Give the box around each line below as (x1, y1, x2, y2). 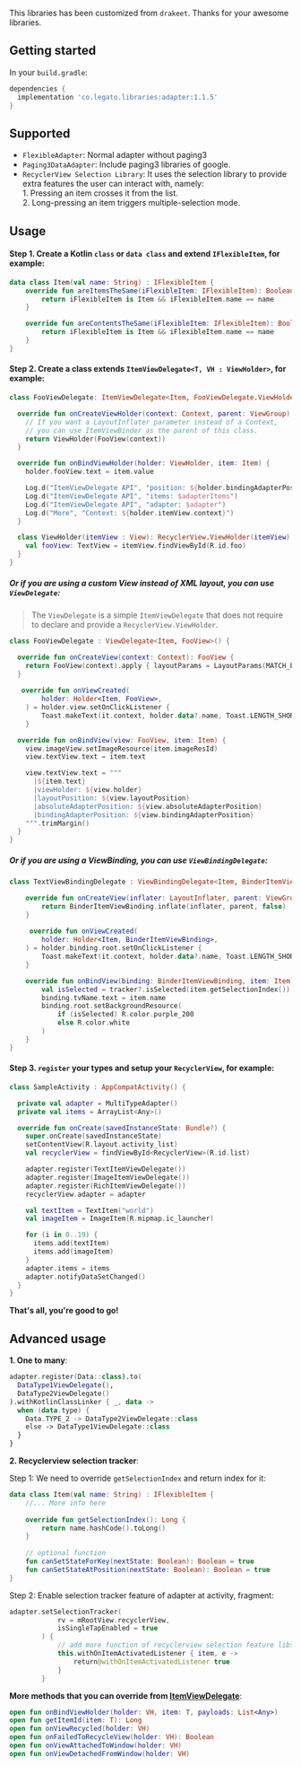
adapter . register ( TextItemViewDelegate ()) (25, 1165, 186, 1174)
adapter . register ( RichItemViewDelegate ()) (25, 1181, 186, 1191)
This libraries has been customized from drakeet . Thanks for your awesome (9, 8, 289, 18)
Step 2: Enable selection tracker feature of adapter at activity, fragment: (9, 1589, 275, 1601)
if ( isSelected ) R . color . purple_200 (56, 1010, 194, 1019)
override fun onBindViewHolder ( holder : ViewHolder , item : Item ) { (17, 459, 271, 468)
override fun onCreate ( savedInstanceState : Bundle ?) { (17, 1123, 227, 1132)
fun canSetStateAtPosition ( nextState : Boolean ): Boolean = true (25, 1565, 271, 1574)
